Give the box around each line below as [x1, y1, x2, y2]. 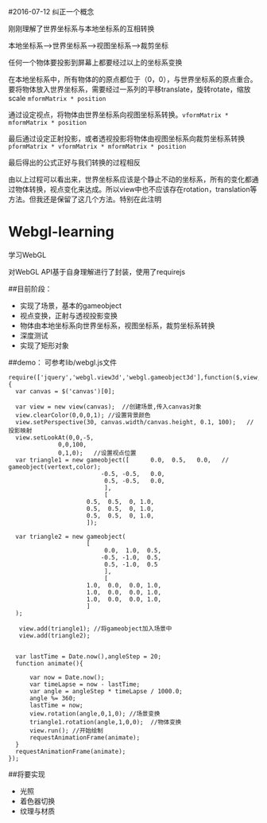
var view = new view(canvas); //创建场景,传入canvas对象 [15, 403, 202, 411]
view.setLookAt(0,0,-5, [15, 433, 94, 442]
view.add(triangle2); [18, 631, 91, 639]
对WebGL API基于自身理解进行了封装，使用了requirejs [8, 267, 185, 276]
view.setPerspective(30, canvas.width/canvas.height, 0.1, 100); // [15, 418, 254, 426]
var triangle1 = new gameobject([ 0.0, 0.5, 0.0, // [15, 456, 229, 464]
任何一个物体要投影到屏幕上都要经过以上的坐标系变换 [8, 58, 183, 67]
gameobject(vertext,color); [8, 462, 102, 471]
